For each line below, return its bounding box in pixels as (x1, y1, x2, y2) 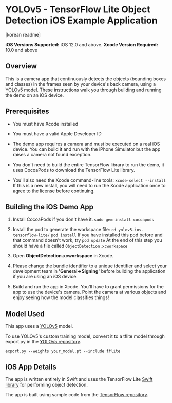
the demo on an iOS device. (5, 92, 64, 98)
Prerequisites (5, 107, 49, 116)
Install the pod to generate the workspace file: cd (12, 226, 117, 233)
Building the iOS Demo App (5, 202, 94, 212)
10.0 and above (5, 47, 37, 53)
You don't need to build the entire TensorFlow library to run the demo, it (12, 161, 164, 168)
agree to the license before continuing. (12, 188, 95, 194)
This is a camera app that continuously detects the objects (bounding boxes (5, 76, 166, 82)
